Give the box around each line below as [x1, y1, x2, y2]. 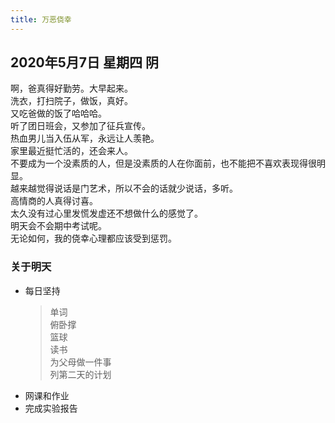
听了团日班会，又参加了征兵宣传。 [10, 120, 151, 132]
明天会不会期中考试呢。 [10, 220, 107, 232]
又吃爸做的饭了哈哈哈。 [10, 107, 107, 120]
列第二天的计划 [49, 368, 112, 380]
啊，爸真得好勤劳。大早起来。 [10, 82, 133, 95]
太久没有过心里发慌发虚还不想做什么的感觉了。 [10, 207, 203, 220]
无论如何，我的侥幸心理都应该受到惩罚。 [10, 232, 177, 245]
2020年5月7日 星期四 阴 [10, 54, 159, 71]
